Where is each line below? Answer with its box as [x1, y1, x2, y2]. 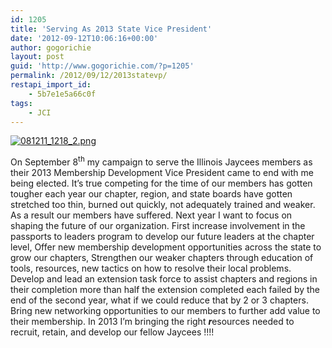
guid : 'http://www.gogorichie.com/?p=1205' [10, 61, 195, 71]
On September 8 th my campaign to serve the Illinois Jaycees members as [10, 154, 313, 168]
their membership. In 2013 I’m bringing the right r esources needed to [10, 316, 295, 328]
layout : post [10, 52, 65, 62]
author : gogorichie [10, 42, 92, 53]
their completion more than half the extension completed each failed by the [10, 284, 321, 296]
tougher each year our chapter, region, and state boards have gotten [10, 188, 293, 200]
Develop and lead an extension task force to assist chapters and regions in [10, 273, 318, 285]
